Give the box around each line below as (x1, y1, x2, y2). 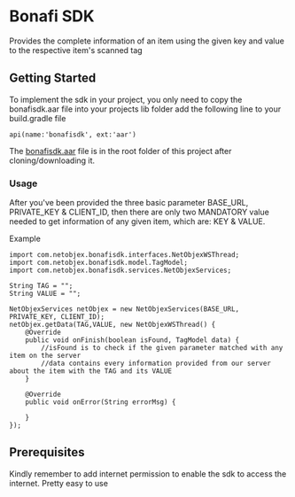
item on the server (9, 352, 82, 361)
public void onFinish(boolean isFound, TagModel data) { (25, 336, 240, 345)
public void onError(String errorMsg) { (25, 398, 176, 407)
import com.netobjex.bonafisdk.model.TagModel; (9, 259, 189, 268)
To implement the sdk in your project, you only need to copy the (9, 94, 243, 105)
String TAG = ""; (9, 282, 74, 291)
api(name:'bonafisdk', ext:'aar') (9, 130, 137, 139)
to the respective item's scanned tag (9, 44, 144, 55)
